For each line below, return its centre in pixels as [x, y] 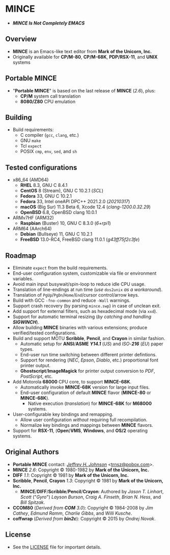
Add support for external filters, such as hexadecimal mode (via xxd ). [85, 311]
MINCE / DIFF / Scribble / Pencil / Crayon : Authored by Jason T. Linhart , [92, 491]
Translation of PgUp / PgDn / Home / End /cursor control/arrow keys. [76, 295]
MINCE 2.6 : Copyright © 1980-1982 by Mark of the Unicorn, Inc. [81, 470]
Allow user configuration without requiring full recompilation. [84, 420]
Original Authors [32, 452]
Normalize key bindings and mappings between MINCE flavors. [87, 425]
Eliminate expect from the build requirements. [60, 268]
